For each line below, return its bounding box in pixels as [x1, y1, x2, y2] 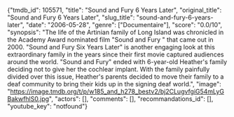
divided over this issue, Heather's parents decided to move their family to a [7, 72, 224, 81]
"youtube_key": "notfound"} [7, 102, 88, 110]
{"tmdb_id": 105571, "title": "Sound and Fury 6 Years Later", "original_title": [7, 6, 222, 14]
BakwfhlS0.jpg [7, 95, 50, 103]
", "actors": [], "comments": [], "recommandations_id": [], [48, 95, 214, 103]
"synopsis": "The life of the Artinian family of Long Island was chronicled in [7, 28, 224, 36]
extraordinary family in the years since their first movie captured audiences [7, 50, 224, 58]
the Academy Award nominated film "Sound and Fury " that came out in [7, 36, 214, 44]
